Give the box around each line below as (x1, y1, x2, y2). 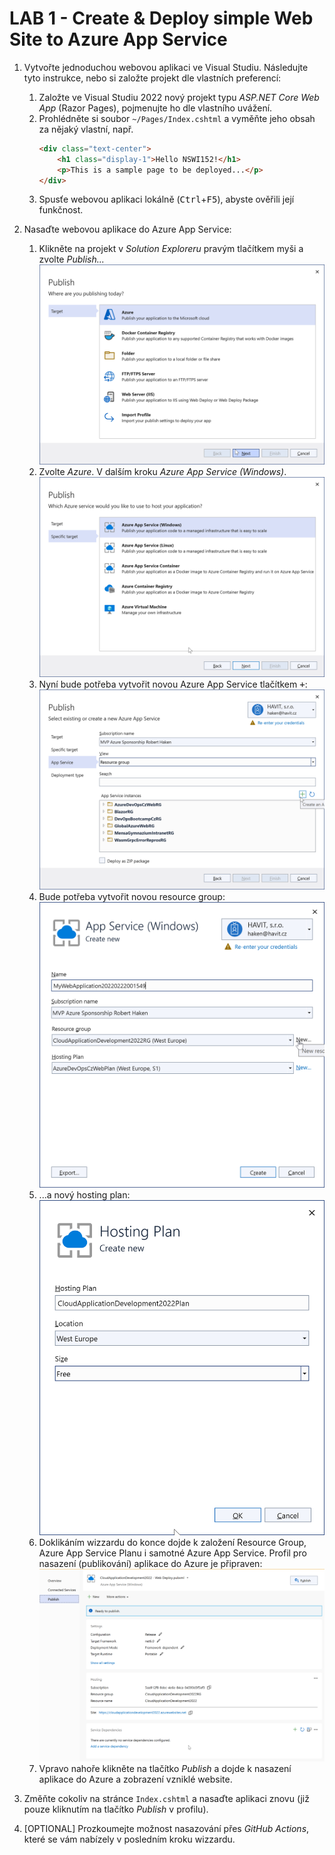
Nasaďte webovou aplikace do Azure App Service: (23, 223, 232, 236)
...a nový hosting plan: (38, 1188, 131, 1201)
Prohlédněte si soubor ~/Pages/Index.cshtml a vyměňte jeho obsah (38, 112, 316, 124)
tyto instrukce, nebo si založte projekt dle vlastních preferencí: (23, 72, 282, 84)
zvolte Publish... (38, 253, 105, 266)
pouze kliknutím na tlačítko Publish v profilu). (23, 1803, 209, 1815)
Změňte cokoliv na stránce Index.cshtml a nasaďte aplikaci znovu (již (23, 1792, 310, 1804)
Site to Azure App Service (9, 28, 228, 51)
